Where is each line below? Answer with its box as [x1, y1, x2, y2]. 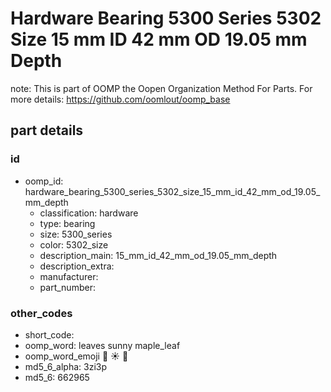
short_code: [24, 328, 75, 341]
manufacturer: [39, 270, 99, 282]
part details [10, 122, 84, 139]
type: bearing [39, 217, 96, 229]
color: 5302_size [39, 238, 109, 251]
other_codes [10, 306, 73, 320]
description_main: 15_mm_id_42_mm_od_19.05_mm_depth [39, 249, 278, 261]
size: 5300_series [39, 228, 113, 240]
